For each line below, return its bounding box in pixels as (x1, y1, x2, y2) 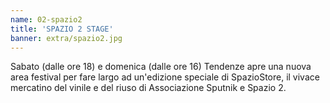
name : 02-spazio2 (10, 14, 83, 25)
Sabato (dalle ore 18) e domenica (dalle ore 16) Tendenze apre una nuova (10, 61, 312, 73)
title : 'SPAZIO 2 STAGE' (10, 24, 114, 34)
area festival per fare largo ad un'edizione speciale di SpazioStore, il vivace (10, 71, 320, 83)
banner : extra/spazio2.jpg (10, 33, 123, 43)
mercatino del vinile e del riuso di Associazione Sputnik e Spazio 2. (10, 82, 287, 94)
